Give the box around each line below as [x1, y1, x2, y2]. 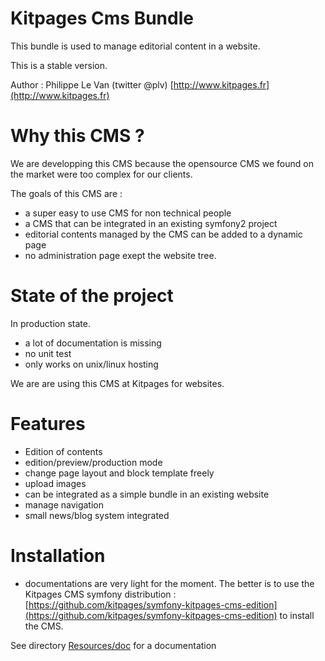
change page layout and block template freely [24, 467, 215, 479]
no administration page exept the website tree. [24, 249, 217, 261]
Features [10, 413, 86, 435]
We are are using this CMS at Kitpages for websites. [10, 377, 225, 389]
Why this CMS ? [10, 125, 145, 147]
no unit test [24, 347, 72, 359]
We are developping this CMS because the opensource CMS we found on [10, 157, 314, 169]
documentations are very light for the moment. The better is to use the [24, 577, 315, 589]
